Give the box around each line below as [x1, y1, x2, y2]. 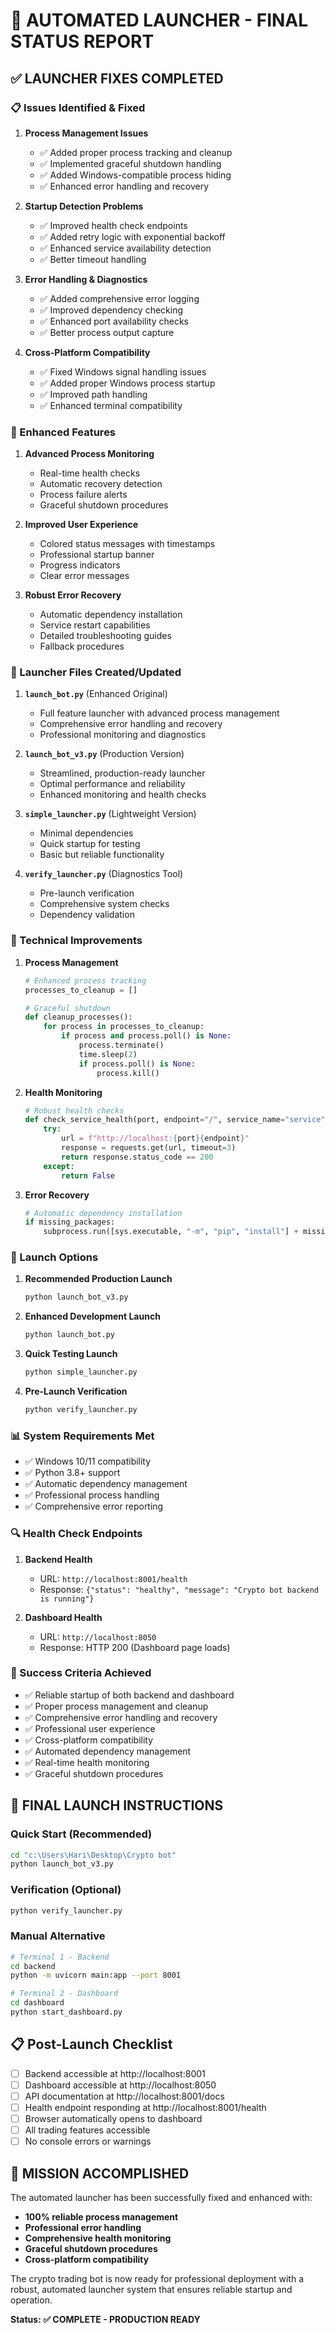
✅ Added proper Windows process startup [39, 377, 216, 389]
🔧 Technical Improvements [10, 934, 143, 948]
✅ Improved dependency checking [39, 304, 184, 316]
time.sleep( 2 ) [78, 1049, 138, 1059]
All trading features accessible [24, 2124, 151, 2136]
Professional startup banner [39, 549, 155, 561]
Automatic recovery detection [39, 478, 163, 490]
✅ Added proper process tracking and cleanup [39, 146, 233, 158]
